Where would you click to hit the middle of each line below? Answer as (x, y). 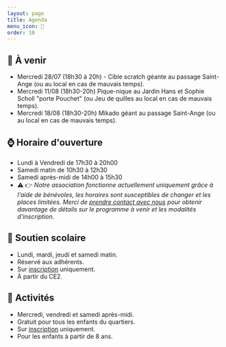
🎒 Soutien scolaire (47, 238)
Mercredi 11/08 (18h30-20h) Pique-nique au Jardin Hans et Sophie (111, 91)
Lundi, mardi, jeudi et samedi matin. (67, 255)
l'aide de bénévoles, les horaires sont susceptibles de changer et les (114, 194)
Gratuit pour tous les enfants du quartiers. (76, 322)
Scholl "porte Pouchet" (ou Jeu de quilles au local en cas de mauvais (114, 99)
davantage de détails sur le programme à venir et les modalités (106, 209)
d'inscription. (36, 216)
